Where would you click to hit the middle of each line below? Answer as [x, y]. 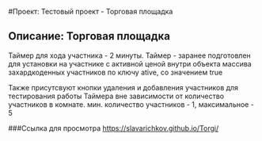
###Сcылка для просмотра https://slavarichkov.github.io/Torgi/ [114, 128]
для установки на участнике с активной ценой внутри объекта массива [130, 63]
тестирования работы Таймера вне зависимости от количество [116, 96]
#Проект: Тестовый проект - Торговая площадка [91, 11]
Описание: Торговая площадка [89, 36]
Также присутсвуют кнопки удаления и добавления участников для [123, 87]
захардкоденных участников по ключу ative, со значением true [116, 72]
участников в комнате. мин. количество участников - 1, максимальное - [131, 104]
